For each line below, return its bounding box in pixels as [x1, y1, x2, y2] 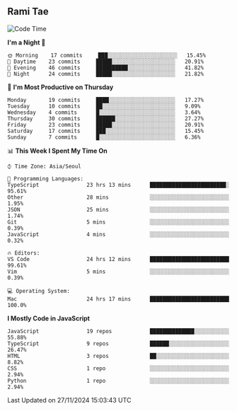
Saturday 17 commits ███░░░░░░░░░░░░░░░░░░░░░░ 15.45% [7, 127, 204, 134]
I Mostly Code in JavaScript [7, 314, 91, 323]
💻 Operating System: [7, 287, 71, 294]
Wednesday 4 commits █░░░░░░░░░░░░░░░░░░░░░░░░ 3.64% [7, 109, 201, 116]
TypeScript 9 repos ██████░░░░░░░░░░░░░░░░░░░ [7, 340, 230, 347]
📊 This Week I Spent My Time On [7, 146, 108, 155]
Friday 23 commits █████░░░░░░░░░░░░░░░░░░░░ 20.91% [7, 121, 204, 128]
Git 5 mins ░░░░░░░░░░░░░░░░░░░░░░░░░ [7, 219, 230, 226]
